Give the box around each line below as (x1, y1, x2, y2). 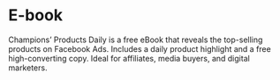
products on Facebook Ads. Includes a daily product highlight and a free (8, 43, 271, 54)
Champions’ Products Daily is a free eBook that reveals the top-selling (8, 34, 263, 45)
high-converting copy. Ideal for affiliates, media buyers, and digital (8, 53, 251, 63)
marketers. (8, 62, 48, 73)
